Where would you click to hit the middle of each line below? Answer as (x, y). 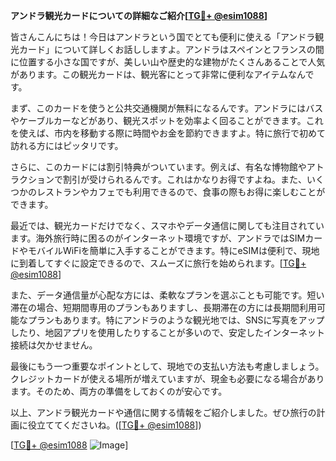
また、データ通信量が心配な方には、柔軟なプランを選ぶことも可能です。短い (167, 295)
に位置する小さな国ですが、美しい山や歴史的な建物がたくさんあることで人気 (168, 62)
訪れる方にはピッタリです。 (67, 145)
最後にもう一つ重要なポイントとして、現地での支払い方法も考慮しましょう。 (167, 366)
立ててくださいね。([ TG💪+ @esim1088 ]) (119, 425)
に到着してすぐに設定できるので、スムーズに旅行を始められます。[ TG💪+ (158, 263)
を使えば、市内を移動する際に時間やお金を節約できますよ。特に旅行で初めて (168, 133)
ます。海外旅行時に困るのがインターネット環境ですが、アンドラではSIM (158, 238)
